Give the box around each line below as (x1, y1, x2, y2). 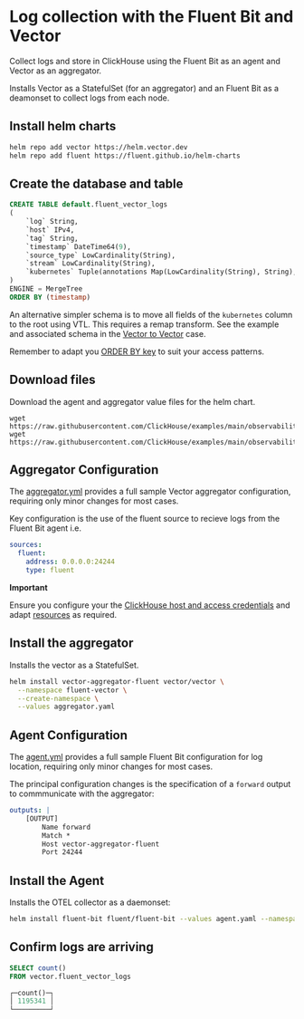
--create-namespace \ (17, 694, 100, 703)
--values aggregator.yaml (17, 702, 116, 712)
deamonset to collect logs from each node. (9, 92, 170, 103)
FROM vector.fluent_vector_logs (9, 972, 131, 981)
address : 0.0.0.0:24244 (25, 557, 116, 567)
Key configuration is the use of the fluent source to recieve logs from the (9, 514, 280, 524)
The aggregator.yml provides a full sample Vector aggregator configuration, (9, 486, 291, 497)
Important (9, 582, 48, 592)
